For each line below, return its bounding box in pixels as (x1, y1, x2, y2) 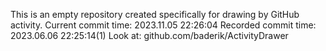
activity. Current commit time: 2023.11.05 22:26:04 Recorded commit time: (10, 19, 317, 31)
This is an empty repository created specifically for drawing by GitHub (10, 9, 300, 20)
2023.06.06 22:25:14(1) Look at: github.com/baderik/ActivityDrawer (10, 30, 289, 41)
